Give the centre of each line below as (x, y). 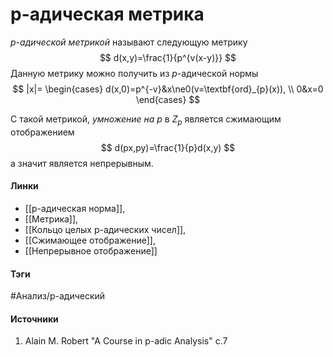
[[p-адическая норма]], (75, 208)
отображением (42, 132)
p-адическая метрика (107, 14)
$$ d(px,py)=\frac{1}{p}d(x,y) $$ (168, 147)
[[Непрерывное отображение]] (91, 250)
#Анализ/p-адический (58, 296)
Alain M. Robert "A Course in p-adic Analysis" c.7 (126, 341)
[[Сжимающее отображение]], (90, 240)
